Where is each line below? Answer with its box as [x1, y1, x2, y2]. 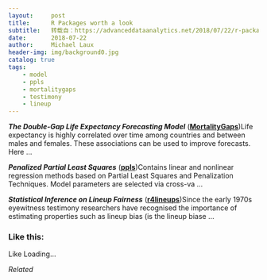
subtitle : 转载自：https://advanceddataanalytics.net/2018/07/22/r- [8, 26, 242, 34]
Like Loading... [8, 249, 57, 259]
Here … [8, 148, 33, 157]
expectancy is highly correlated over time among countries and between [8, 130, 246, 140]
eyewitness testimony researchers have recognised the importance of [8, 203, 238, 213]
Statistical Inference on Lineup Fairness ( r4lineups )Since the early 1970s [8, 195, 253, 205]
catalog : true [8, 56, 56, 64]
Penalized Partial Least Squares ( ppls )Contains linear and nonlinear [8, 163, 234, 172]
